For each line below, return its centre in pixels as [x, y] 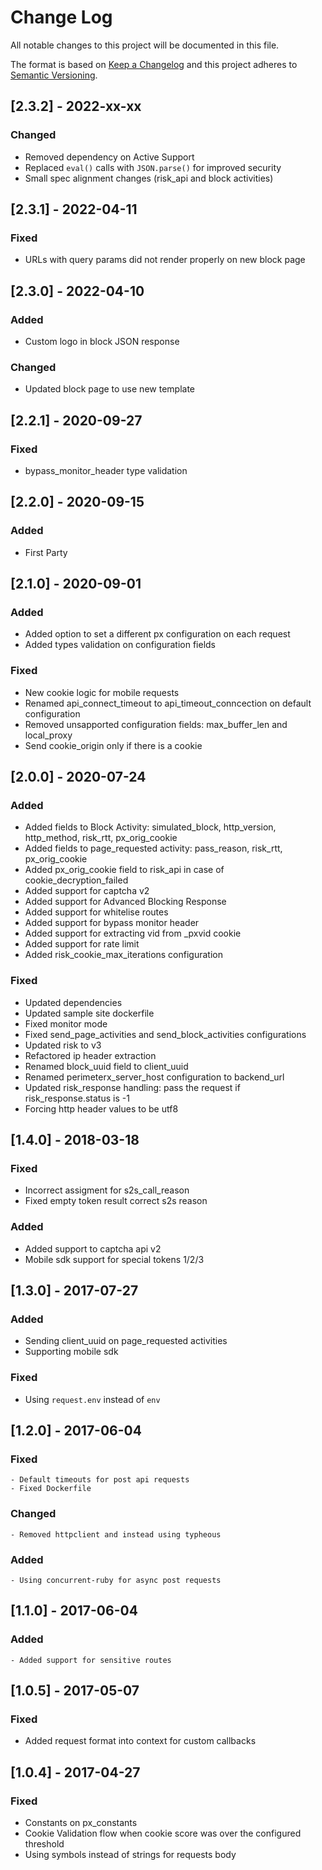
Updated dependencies [73, 1002]
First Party [46, 552]
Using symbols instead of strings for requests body [130, 1854]
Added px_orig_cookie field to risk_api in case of [124, 870]
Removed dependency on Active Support [109, 157]
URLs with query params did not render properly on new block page [165, 260]
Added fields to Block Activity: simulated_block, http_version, [150, 827]
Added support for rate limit [82, 944]
